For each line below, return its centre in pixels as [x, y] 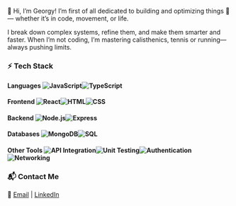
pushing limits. [51, 47]
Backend [21, 118]
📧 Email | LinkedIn [33, 195]
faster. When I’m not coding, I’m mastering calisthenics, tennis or [102, 40]
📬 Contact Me [33, 176]
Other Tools [25, 150]
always [18, 47]
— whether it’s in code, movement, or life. [68, 18]
